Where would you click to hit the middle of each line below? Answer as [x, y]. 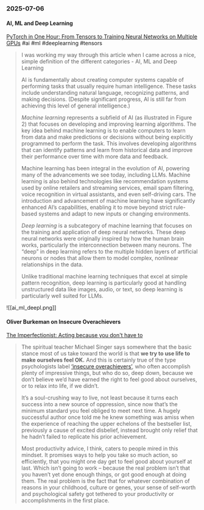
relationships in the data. [52, 264]
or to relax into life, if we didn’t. [60, 386]
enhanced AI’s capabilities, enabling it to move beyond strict [97, 207]
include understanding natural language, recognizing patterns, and [105, 93]
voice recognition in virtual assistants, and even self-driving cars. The [109, 194]
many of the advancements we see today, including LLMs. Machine [106, 175]
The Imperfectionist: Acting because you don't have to [75, 335]
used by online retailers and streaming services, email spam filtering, [108, 188]
